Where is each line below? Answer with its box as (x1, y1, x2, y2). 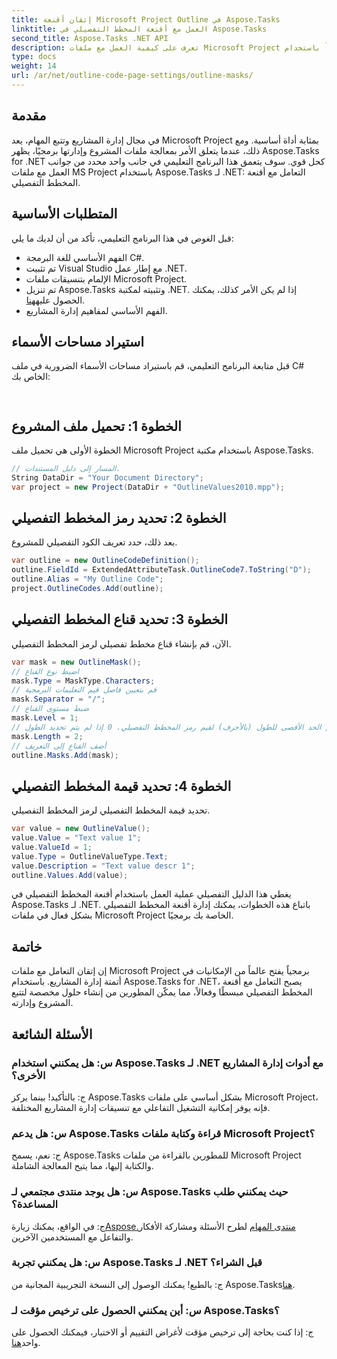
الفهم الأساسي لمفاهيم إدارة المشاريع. (25, 304, 168, 316)
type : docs (11, 52, 57, 62)
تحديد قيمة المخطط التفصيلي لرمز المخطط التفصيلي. (11, 804, 211, 816)
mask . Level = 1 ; (11, 713, 79, 723)
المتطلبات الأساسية (11, 206, 118, 223)
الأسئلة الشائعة (11, 1026, 93, 1043)
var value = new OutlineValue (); (11, 824, 151, 834)
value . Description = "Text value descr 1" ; (11, 861, 196, 871)
